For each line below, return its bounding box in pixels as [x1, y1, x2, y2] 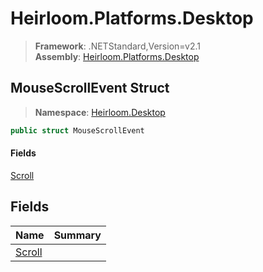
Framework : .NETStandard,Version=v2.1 [34, 40, 201, 52]
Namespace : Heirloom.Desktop [34, 106, 166, 118]
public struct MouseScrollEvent [10, 125, 145, 136]
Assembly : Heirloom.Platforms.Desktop [34, 50, 200, 62]
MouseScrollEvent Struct [10, 80, 170, 97]
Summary [53, 228, 102, 242]
